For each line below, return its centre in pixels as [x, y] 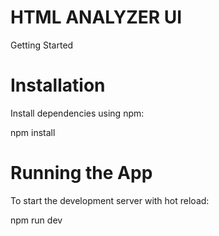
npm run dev [36, 220]
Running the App [81, 173]
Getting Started [42, 45]
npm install [33, 132]
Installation [58, 85]
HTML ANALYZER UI [96, 17]
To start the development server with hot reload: [110, 200]
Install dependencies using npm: [77, 113]
